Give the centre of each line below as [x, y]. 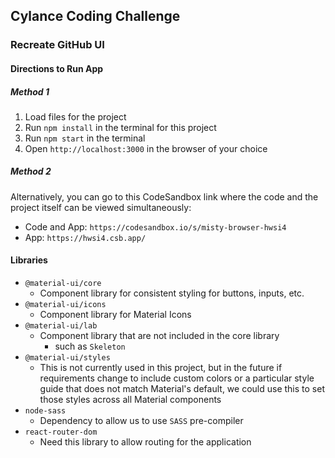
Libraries [29, 260]
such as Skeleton [90, 346]
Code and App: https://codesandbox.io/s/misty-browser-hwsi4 [155, 226]
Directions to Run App [57, 68]
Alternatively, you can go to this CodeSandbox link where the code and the [164, 196]
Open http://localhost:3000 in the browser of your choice [146, 148]
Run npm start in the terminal [85, 138]
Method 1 [30, 91]
